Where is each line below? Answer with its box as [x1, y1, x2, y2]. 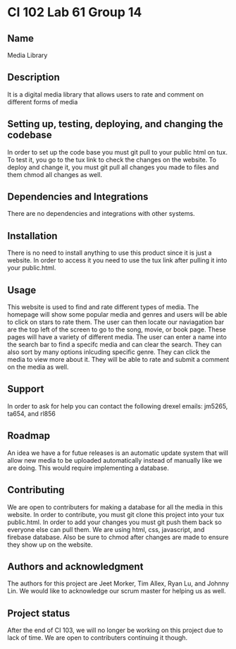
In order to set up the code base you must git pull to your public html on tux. [7, 147, 228, 156]
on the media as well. [7, 363, 69, 371]
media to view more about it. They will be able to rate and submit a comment [7, 356, 230, 364]
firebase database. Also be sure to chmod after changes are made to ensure [7, 533, 229, 541]
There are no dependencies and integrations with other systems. [7, 210, 195, 218]
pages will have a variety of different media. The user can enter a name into [7, 333, 227, 341]
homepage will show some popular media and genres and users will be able [7, 310, 228, 319]
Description [7, 71, 60, 83]
